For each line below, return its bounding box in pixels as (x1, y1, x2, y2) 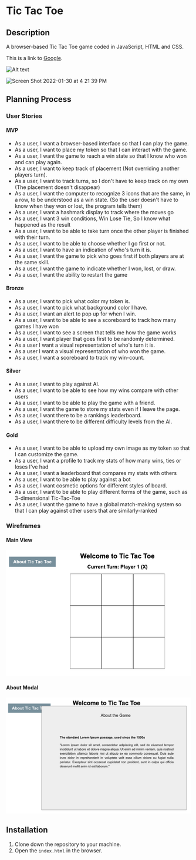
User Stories (6, 112, 43, 120)
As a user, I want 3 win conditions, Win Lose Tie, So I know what (14, 215, 171, 222)
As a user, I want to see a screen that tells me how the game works (14, 328, 177, 336)
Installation (6, 825, 48, 835)
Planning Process (6, 94, 72, 104)
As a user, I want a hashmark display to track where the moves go (14, 208, 174, 215)
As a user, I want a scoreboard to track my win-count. (14, 354, 145, 361)
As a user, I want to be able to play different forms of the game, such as (14, 489, 188, 496)
